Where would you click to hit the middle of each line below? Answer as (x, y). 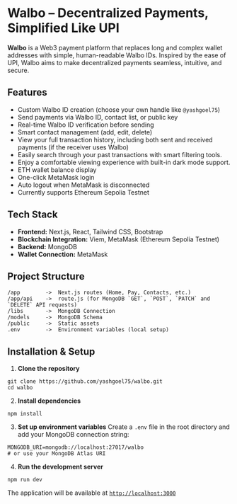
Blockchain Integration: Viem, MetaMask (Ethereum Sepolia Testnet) (118, 239)
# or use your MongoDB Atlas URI (57, 454)
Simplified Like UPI (64, 28)
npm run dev (25, 480)
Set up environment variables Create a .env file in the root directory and (123, 427)
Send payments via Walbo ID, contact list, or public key (98, 117)
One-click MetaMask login (56, 177)
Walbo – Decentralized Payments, (108, 13)
